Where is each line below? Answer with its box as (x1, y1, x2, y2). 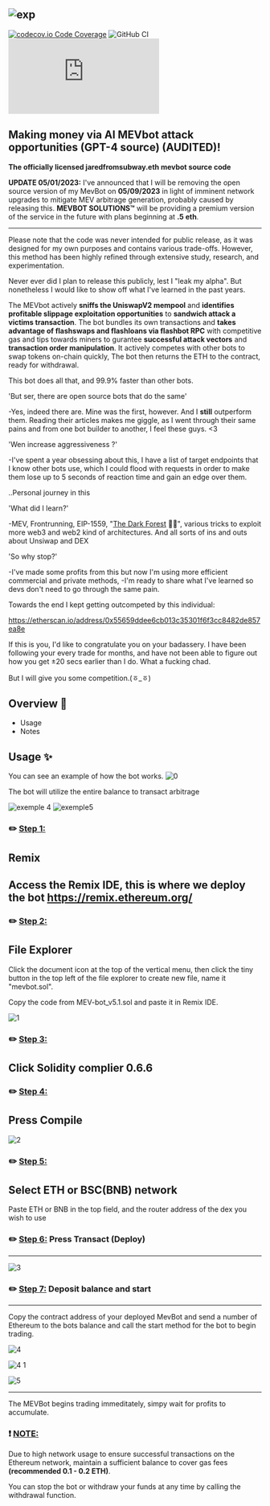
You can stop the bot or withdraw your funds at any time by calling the (8, 1482, 241, 1492)
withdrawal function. (8, 1491, 76, 1500)
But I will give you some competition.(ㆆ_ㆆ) (8, 673, 151, 683)
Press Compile (8, 1114, 83, 1127)
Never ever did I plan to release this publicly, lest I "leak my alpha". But (8, 276, 242, 285)
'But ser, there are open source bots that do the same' (8, 391, 187, 400)
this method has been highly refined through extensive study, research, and (8, 252, 260, 261)
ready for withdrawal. (8, 359, 80, 370)
